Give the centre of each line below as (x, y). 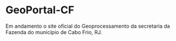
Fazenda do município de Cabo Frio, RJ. (54, 32)
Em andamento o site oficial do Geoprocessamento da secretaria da (88, 26)
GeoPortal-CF (40, 10)
